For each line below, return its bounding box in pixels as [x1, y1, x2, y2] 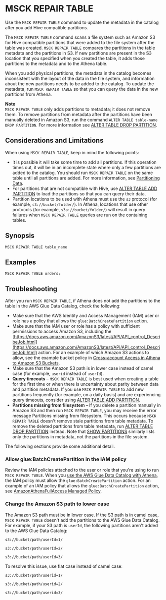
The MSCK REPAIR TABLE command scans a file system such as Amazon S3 [5, 34, 156, 40]
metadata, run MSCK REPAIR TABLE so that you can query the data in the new [5, 86, 158, 92]
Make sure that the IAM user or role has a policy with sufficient [12, 323, 140, 329]
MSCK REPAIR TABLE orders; [5, 271, 61, 276]
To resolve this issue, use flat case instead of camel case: [5, 563, 123, 569]
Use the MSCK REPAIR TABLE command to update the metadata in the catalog [5, 19, 159, 25]
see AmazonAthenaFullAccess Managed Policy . [5, 488, 102, 494]
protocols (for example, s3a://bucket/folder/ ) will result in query [12, 206, 146, 212]
